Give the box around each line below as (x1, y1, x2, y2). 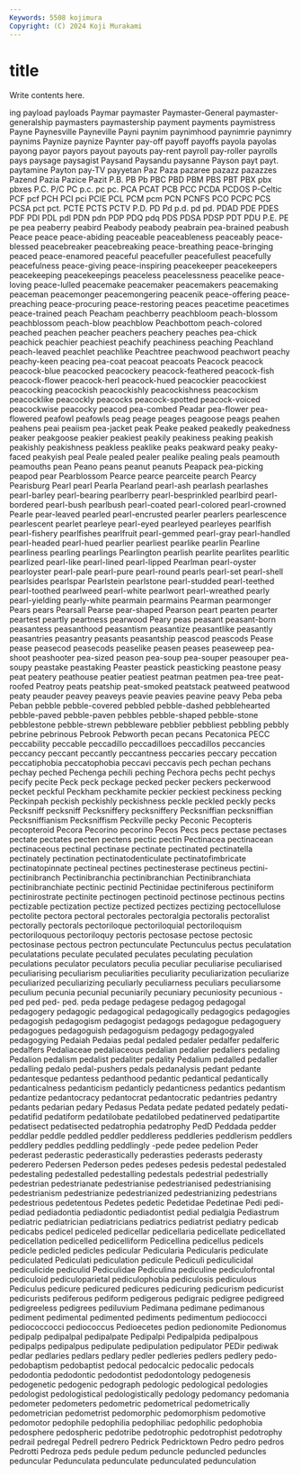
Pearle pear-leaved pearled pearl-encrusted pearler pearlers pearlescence (9, 509, 288, 520)
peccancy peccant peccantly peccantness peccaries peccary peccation (9, 748, 278, 759)
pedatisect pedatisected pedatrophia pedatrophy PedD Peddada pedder (9, 1121, 277, 1132)
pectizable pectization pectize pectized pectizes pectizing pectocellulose (9, 901, 281, 912)
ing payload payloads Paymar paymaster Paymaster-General (9, 107, 235, 118)
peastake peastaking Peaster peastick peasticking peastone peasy (34, 662, 281, 673)
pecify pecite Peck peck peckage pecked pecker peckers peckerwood (9, 777, 271, 787)
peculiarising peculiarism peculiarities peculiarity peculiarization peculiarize (9, 968, 289, 979)
